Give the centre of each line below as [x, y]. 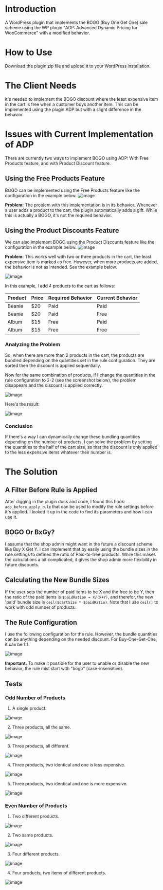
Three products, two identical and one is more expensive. [70, 784]
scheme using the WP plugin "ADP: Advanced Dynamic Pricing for [71, 27]
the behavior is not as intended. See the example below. [61, 267]
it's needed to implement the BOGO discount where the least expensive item [81, 99]
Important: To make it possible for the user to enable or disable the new [77, 663]
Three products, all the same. [42, 727]
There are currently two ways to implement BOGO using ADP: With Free [77, 158]
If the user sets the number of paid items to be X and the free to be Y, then [80, 592]
